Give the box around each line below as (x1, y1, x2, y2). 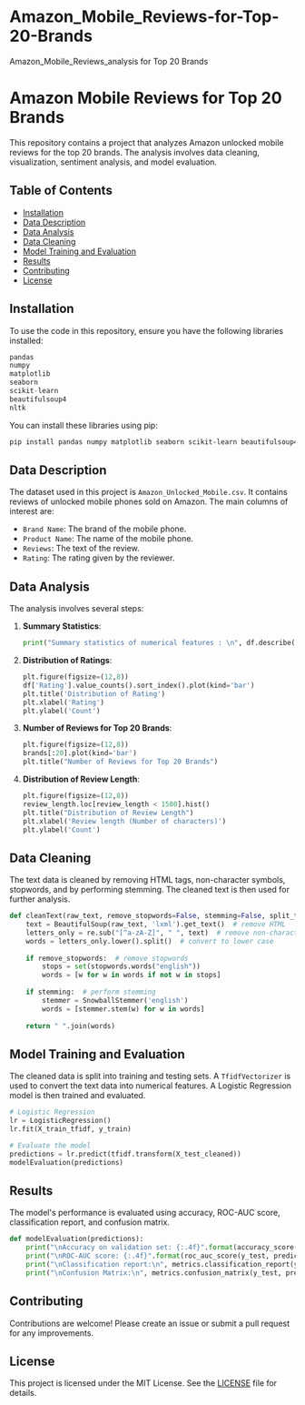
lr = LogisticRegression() (9, 1117, 112, 1126)
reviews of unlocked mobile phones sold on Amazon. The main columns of (9, 496, 289, 507)
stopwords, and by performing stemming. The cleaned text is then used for (9, 884, 290, 895)
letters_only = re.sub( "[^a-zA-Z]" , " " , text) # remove (25, 928, 250, 937)
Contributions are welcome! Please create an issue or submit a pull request (9, 1318, 290, 1329)
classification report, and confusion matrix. (9, 1217, 171, 1228)
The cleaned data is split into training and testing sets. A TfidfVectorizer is (9, 1071, 291, 1082)
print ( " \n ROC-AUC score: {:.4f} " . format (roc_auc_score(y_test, (25, 1251, 271, 1261)
